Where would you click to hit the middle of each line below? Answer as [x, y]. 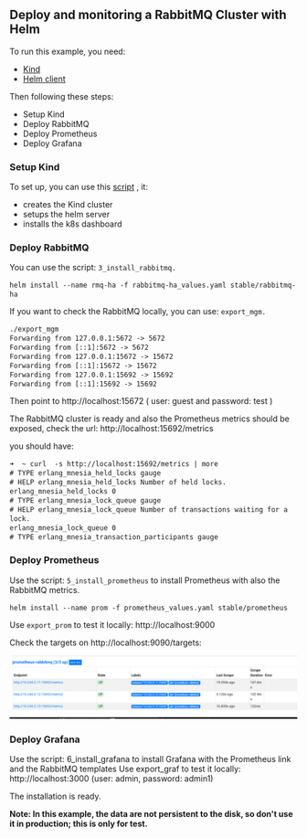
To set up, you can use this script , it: [79, 187]
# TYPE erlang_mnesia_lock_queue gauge [85, 501]
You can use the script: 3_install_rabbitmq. [93, 268]
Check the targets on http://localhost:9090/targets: [106, 642]
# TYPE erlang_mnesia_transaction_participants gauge [114, 537]
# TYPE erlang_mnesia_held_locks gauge [85, 473]
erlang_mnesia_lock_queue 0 [63, 528]
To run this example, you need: [68, 51]
